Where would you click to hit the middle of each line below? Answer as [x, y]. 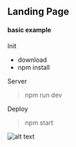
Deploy [18, 108]
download [32, 59]
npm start [39, 122]
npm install [34, 67]
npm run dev [43, 95]
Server [17, 81]
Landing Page [38, 12]
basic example [29, 30]
